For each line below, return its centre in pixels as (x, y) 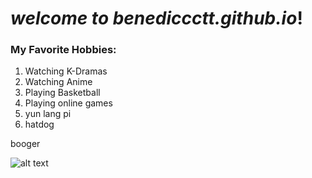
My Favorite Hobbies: (63, 50)
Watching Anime (58, 82)
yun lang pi (48, 114)
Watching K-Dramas (66, 71)
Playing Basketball (62, 93)
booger (25, 144)
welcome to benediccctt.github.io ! (156, 18)
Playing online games (68, 103)
